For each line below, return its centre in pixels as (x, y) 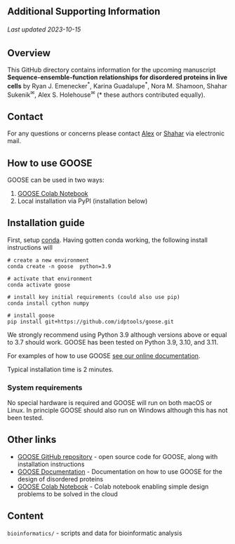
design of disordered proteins (60, 479)
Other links (32, 440)
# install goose (31, 315)
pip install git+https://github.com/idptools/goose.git (90, 321)
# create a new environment (48, 260)
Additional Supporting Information (84, 12)
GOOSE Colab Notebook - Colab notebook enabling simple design (113, 486)
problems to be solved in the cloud (67, 493)
